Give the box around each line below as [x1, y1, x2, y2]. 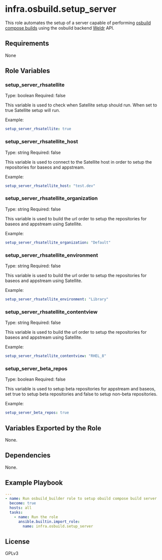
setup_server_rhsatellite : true [5, 127, 71, 132]
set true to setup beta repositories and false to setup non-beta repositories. [5, 391, 158, 397]
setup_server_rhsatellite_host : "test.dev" [5, 183, 96, 188]
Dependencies [5, 451, 51, 459]
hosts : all [9, 505, 32, 511]
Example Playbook [5, 479, 63, 487]
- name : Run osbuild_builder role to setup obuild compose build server [5, 496, 157, 501]
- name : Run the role [14, 514, 58, 520]
